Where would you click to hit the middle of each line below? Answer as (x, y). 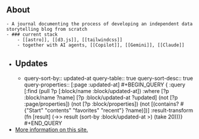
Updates (31, 64)
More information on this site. (52, 129)
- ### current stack (32, 34)
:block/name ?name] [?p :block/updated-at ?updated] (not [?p (101, 97)
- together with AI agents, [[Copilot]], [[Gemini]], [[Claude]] (101, 45)
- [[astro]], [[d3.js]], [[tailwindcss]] (70, 40)
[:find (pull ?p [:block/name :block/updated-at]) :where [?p (96, 91)
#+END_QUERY (43, 123)
